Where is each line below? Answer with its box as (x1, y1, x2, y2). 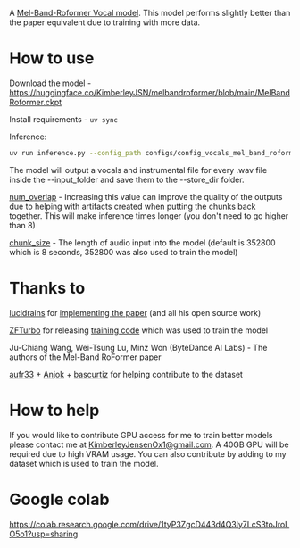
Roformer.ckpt (9, 96, 62, 107)
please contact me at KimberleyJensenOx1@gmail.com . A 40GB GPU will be (9, 439, 289, 450)
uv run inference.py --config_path (9, 148, 142, 157)
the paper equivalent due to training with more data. (9, 17, 201, 28)
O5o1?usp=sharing (9, 528, 79, 539)
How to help (9, 400, 100, 420)
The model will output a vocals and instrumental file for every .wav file (9, 164, 268, 175)
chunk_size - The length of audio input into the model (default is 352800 (9, 237, 276, 248)
